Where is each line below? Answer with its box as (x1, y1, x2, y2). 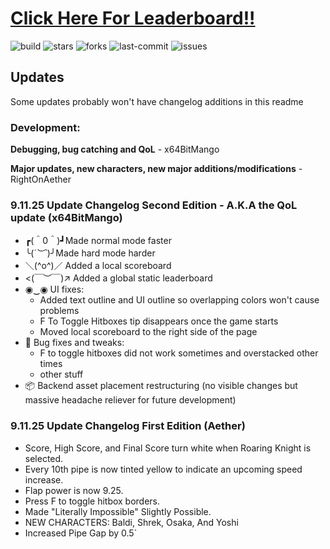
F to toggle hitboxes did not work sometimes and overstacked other (39, 347, 319, 359)
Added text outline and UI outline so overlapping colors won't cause (39, 294, 320, 306)
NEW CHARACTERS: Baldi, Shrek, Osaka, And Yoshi (24, 516, 239, 528)
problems (39, 305, 80, 317)
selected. (24, 452, 64, 464)
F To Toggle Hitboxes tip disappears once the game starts (39, 315, 279, 327)
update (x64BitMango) (10, 210, 123, 224)
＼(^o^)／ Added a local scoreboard (24, 260, 172, 272)
